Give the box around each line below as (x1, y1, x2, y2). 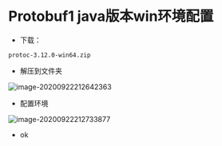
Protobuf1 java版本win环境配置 (8, 7, 214, 26)
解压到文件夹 (19, 65, 62, 76)
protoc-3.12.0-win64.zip (8, 51, 91, 59)
